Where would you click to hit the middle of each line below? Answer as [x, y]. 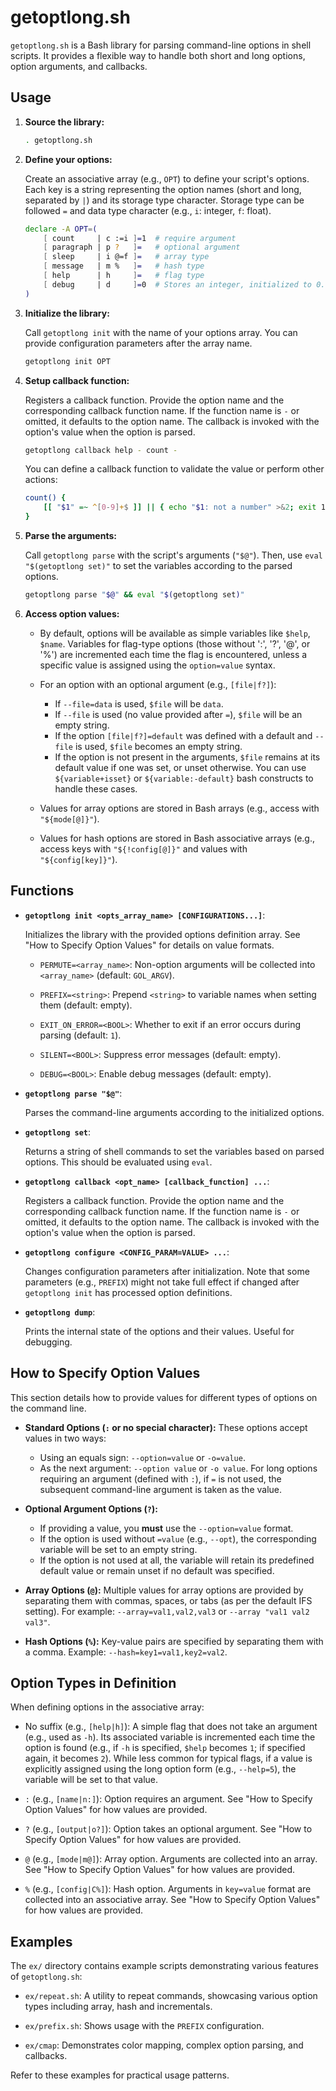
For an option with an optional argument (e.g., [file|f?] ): [158, 684]
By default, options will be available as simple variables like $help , [175, 633]
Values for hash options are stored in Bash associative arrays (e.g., [177, 838]
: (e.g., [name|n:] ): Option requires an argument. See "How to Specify [168, 1799]
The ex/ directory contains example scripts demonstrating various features [164, 1966]
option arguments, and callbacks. [79, 66]
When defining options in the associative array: [107, 1707]
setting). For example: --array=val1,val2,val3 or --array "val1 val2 [167, 1611]
